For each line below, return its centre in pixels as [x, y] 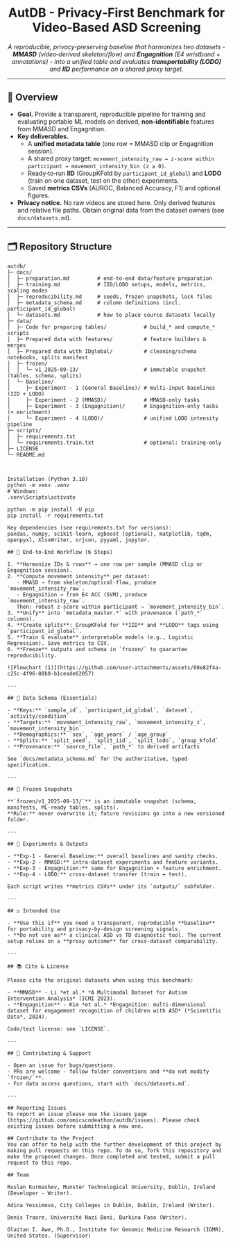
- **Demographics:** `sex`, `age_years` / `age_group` [88, 735]
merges [17, 345]
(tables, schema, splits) [44, 376]
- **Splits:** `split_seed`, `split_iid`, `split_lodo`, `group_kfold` [113, 740]
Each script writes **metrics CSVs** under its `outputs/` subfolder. [111, 886]
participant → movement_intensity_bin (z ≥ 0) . [97, 165]
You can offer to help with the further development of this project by [114, 1145]
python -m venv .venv [38, 485]
